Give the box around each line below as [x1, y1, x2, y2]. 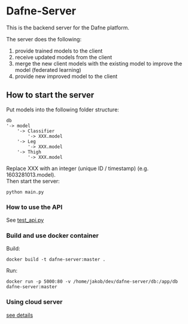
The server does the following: [6, 35, 82, 43]
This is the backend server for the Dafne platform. [6, 24, 130, 31]
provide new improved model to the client [14, 72, 118, 80]
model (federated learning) [14, 66, 82, 73]
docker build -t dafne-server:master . [6, 256, 106, 263]
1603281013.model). [6, 171, 56, 178]
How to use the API [6, 202, 63, 211]
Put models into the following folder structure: [6, 106, 120, 113]
